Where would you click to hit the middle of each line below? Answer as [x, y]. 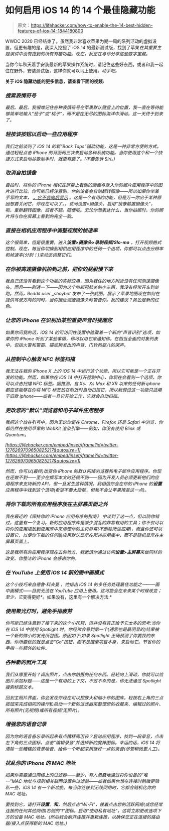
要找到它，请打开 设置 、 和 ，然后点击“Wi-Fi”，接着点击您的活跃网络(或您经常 [84, 804]
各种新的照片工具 [26, 662]
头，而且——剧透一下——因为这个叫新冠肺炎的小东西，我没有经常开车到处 [82, 287]
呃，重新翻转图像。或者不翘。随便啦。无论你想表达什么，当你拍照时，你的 [82, 210]
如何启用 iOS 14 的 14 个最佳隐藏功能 [80, 10]
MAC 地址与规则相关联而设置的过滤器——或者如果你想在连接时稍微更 [83, 781]
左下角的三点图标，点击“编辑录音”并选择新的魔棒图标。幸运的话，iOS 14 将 [83, 742]
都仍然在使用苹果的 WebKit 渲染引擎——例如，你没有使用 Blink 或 [73, 429]
